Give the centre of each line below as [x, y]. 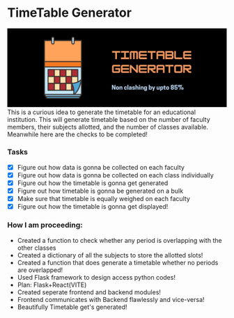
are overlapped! [40, 270]
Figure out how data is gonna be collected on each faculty [101, 167]
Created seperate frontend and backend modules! [89, 292]
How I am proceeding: [45, 225]
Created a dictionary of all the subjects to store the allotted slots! [110, 255]
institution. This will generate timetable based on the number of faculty [109, 119]
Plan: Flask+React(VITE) [52, 285]
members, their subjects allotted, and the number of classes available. [108, 127]
